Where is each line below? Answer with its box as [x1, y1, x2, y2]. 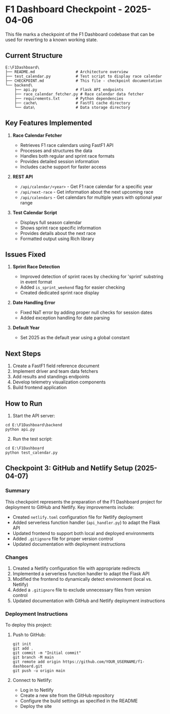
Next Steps [5, 349, 41, 358]
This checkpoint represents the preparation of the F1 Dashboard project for [5, 498, 162, 504]
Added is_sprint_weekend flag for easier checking [20, 284, 125, 290]
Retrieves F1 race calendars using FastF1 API [20, 142, 114, 148]
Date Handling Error [12, 300, 56, 306]
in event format [20, 279, 52, 285]
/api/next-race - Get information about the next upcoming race [20, 189, 154, 195]
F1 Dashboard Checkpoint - [5, 4, 123, 15]
